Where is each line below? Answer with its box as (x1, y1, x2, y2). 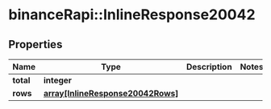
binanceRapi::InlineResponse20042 (8, 6, 256, 24)
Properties (8, 38, 63, 51)
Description (186, 62, 232, 72)
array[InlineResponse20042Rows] (43, 88, 179, 99)
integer (43, 75, 73, 86)
